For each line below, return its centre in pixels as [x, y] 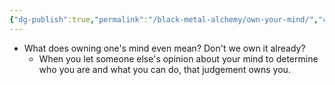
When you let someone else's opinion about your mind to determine [178, 58]
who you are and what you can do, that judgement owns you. [164, 69]
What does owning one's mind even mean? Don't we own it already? [164, 48]
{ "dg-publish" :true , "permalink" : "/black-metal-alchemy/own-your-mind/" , [164, 19]
